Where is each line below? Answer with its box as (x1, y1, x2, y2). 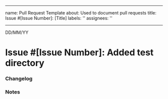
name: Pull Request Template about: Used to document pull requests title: (5, 10, 156, 15)
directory (5, 58, 44, 69)
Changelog (5, 75, 32, 82)
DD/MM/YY (5, 29, 29, 35)
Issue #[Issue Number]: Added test (5, 47, 154, 58)
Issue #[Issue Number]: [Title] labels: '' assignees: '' (5, 15, 112, 21)
